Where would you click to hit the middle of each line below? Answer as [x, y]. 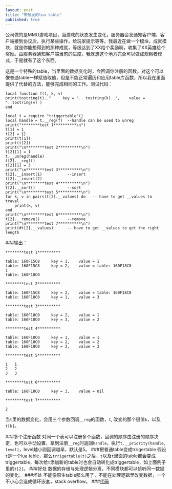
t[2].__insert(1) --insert [46, 175]
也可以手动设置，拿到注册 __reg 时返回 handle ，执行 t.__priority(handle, [90, 443]
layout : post [19, 10]
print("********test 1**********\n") [46, 125]
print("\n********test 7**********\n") [48, 224]
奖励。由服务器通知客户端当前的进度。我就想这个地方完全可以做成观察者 [81, 54]
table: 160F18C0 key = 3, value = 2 [52, 320]
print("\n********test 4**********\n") [48, 183]
